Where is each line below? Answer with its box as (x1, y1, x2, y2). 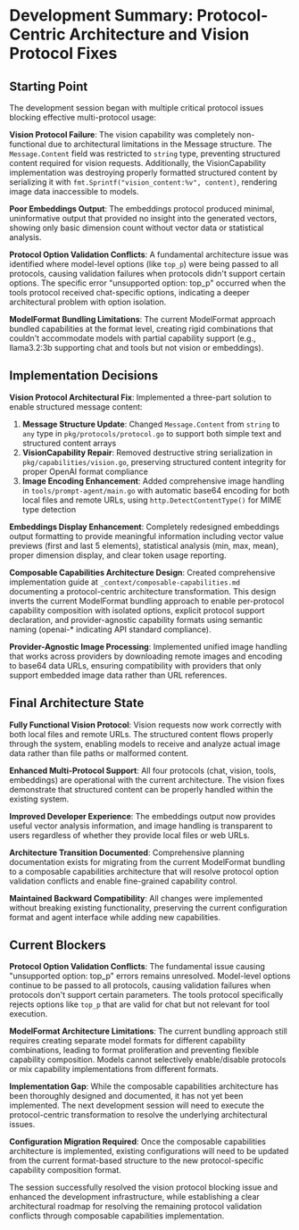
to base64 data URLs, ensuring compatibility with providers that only (9, 660, 262, 670)
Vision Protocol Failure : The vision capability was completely (9, 129, 236, 139)
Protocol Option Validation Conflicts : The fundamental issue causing (9, 961, 265, 972)
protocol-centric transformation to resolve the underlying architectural (9, 1109, 268, 1120)
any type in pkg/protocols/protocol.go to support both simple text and (21, 428, 282, 438)
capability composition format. (9, 1165, 122, 1176)
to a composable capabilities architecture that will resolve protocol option (9, 866, 279, 877)
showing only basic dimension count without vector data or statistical (9, 222, 264, 233)
